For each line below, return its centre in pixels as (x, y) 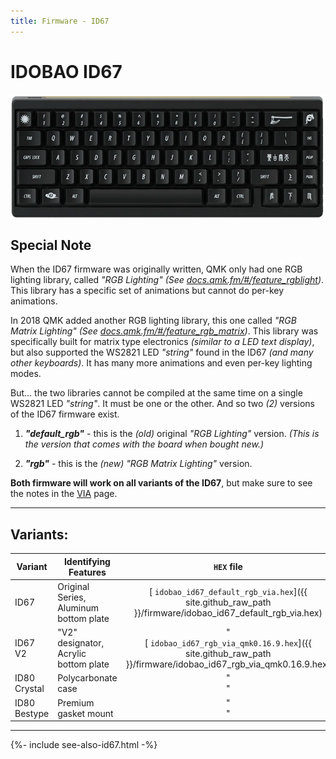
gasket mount (85, 713)
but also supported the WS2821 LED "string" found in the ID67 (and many (162, 352)
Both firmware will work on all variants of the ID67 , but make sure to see (161, 483)
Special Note (51, 245)
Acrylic (72, 654)
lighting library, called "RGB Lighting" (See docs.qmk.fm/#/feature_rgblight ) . (167, 280)
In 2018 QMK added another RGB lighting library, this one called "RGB (153, 321)
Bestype (32, 713)
